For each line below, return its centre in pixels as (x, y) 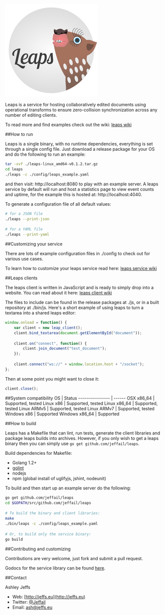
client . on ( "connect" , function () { (50, 343)
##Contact (16, 577)
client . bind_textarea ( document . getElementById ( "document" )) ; (78, 333)
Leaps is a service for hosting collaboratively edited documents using (76, 105)
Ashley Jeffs (18, 587)
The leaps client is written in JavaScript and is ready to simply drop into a (80, 287)
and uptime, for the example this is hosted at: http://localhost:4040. (74, 194)
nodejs (19, 473)
